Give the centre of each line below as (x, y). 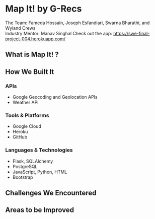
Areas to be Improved (40, 210)
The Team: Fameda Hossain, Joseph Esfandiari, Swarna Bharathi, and (77, 23)
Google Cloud (27, 126)
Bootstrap (23, 177)
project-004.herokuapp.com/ (35, 39)
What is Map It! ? (32, 55)
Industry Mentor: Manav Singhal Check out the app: (59, 33)
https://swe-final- (131, 33)
